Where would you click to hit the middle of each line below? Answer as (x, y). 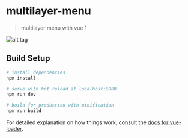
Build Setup (28, 58)
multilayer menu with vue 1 (54, 28)
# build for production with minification (60, 105)
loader (14, 129)
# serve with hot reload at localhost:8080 (62, 89)
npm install (21, 78)
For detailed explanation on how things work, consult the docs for (87, 122)
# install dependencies (36, 72)
